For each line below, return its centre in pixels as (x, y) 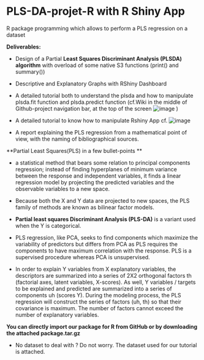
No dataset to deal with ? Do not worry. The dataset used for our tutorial (106, 345)
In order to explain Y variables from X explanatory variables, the (96, 269)
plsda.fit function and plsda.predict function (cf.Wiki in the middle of (101, 102)
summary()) (30, 71)
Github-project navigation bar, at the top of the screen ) (97, 108)
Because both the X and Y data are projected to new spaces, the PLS (102, 200)
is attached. (30, 351)
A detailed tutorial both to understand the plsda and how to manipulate (104, 95)
